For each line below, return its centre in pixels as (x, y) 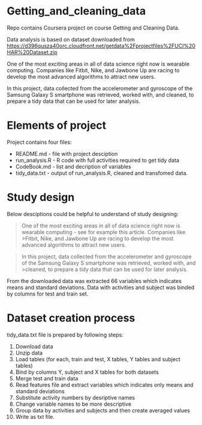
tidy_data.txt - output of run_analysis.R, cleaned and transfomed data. (102, 173)
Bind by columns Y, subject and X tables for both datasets (87, 372)
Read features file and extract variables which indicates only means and (104, 385)
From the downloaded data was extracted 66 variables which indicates (94, 281)
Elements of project (57, 126)
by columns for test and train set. (48, 294)
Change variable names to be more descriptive (73, 404)
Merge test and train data (47, 378)
